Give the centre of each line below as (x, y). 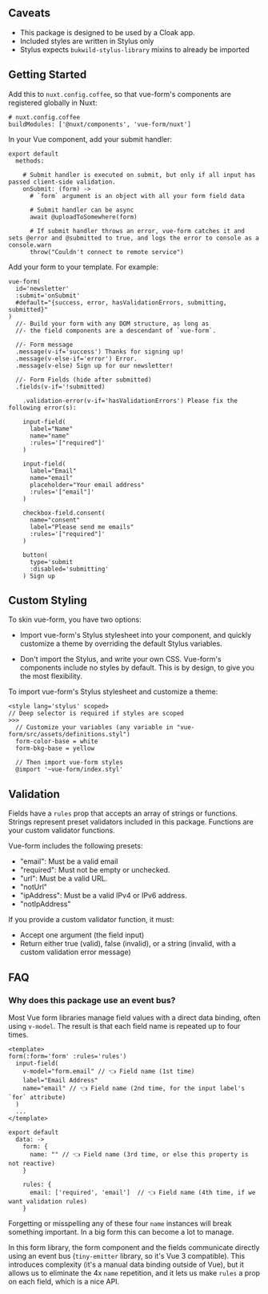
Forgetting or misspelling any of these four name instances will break (120, 1223)
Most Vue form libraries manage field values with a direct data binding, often (135, 1018)
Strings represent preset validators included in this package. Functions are (131, 822)
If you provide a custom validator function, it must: (91, 920)
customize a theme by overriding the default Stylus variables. (121, 643)
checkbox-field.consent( (64, 513)
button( (35, 555)
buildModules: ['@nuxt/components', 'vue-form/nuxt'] (100, 124)
